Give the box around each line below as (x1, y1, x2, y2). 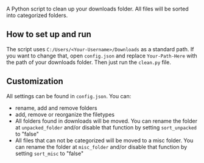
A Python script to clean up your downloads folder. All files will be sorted (6, 5, 189, 12)
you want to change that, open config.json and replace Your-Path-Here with (6, 52, 198, 59)
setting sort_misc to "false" (15, 150, 84, 157)
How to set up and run (6, 29, 91, 40)
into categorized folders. (6, 12, 68, 19)
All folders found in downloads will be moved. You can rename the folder (15, 117, 198, 125)
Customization (6, 76, 64, 87)
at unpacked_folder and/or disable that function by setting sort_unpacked (15, 123, 197, 131)
